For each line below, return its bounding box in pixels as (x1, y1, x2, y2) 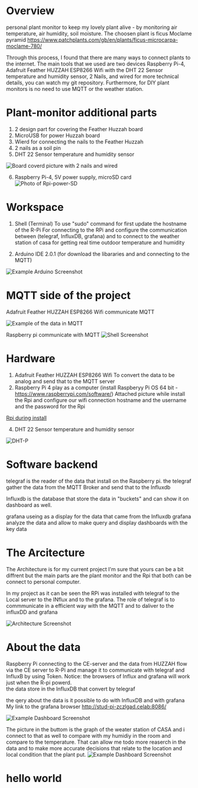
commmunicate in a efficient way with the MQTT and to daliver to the (6, 602, 174, 609)
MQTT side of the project (6, 289, 131, 302)
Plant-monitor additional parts (6, 106, 157, 119)
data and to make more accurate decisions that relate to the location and (6, 744, 183, 751)
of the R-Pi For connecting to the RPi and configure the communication (14, 226, 187, 233)
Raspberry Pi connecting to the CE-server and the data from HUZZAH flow (6, 660, 187, 667)
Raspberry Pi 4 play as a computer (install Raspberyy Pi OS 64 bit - (14, 384, 178, 391)
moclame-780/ (6, 43, 42, 50)
